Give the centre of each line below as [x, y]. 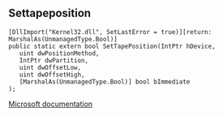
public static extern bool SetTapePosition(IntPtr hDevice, [112, 46]
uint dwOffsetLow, [50, 67]
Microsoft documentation [51, 104]
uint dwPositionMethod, [59, 53]
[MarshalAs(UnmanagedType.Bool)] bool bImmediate [105, 82]
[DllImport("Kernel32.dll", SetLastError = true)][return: [110, 32]
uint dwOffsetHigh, [52, 75]
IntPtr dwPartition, [54, 60]
